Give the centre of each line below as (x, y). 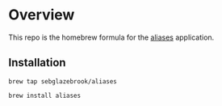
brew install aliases (45, 95)
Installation (37, 63)
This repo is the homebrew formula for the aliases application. (111, 37)
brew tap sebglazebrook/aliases (63, 81)
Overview (42, 15)
